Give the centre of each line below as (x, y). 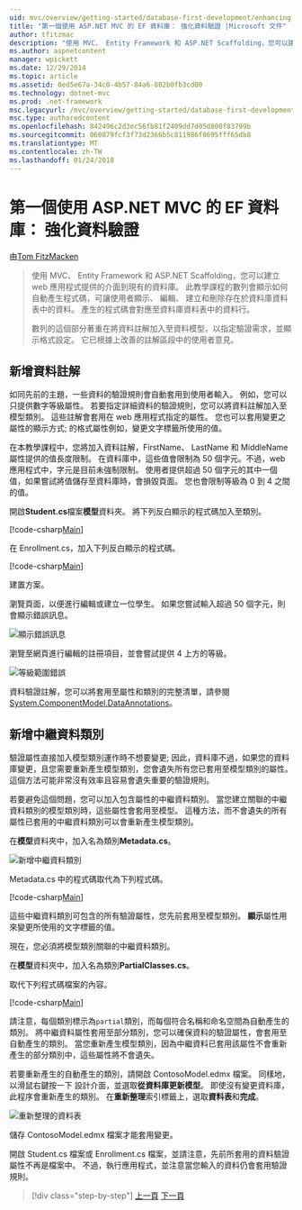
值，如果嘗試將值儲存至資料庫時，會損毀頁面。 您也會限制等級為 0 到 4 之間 (150, 481)
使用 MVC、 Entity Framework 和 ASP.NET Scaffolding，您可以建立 (155, 276)
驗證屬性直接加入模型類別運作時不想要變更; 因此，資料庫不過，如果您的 (142, 758)
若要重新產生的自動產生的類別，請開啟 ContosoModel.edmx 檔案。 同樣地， (150, 1074)
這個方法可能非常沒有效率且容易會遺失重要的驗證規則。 (111, 780)
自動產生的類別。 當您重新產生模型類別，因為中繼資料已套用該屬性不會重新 (148, 1044)
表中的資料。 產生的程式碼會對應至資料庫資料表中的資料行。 (142, 309)
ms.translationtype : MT (54, 143)
